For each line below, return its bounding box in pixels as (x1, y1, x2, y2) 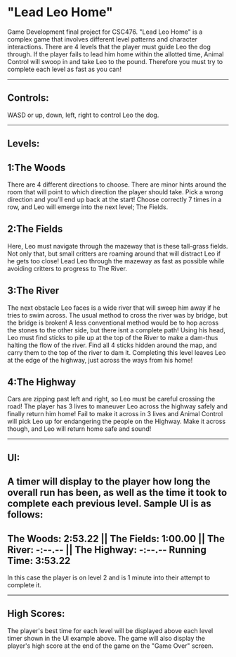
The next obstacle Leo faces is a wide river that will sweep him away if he (7, 304, 221, 312)
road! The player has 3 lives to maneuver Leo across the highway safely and (7, 402, 228, 411)
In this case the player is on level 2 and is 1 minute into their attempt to (7, 573, 211, 582)
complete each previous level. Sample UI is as (7, 498, 212, 510)
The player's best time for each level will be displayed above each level (7, 626, 214, 634)
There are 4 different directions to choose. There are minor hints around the (7, 180, 227, 189)
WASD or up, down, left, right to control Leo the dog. (7, 111, 159, 119)
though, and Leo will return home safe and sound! (7, 425, 152, 433)
